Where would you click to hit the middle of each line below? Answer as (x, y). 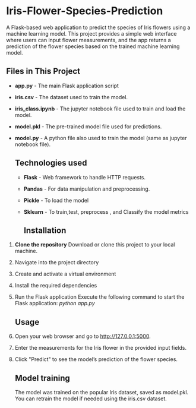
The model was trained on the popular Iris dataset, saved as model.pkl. (102, 392)
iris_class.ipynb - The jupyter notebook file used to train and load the (100, 109)
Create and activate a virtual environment (65, 274)
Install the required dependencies (56, 286)
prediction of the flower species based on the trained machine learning (93, 46)
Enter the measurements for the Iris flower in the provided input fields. (101, 348)
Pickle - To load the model (56, 200)
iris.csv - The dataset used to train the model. (71, 97)
